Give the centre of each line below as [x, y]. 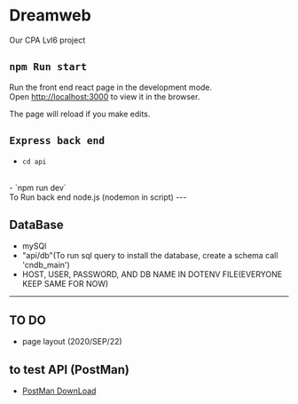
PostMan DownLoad [59, 391]
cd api [34, 162]
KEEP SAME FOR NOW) [65, 284]
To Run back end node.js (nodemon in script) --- [98, 197]
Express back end [57, 141]
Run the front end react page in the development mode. [111, 87]
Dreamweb [50, 16]
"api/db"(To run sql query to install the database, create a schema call [150, 256]
